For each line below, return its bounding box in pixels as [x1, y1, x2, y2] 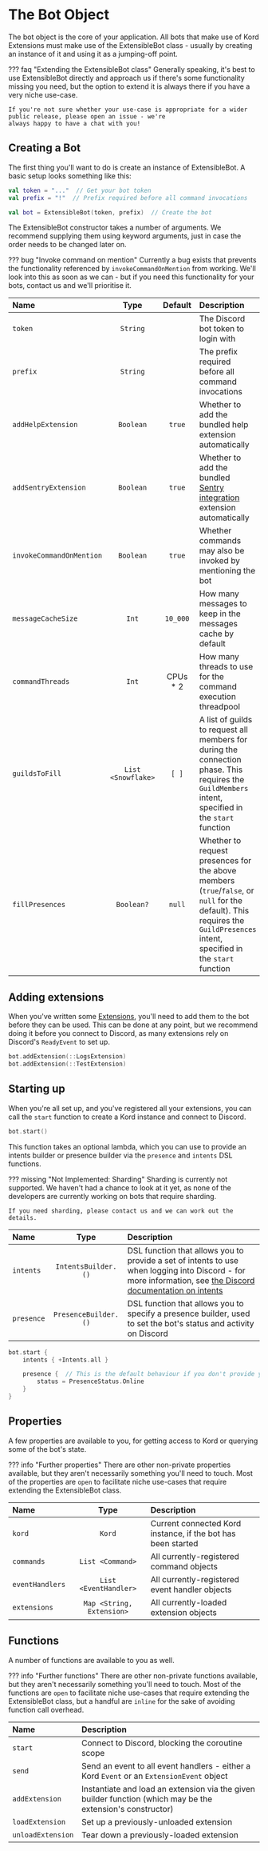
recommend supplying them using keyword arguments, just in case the [8, 231, 242, 241]
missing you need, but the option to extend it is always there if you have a [8, 82, 250, 91]
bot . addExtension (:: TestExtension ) [8, 1060, 127, 1069]
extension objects [150, 1606, 218, 1617]
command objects [150, 1561, 218, 1572]
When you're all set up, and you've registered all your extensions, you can [8, 1103, 252, 1113]
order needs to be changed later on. [8, 240, 127, 250]
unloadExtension [12, 1830, 74, 1839]
